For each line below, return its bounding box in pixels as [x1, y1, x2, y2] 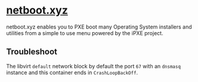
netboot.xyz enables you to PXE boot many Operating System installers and [6, 23, 192, 30]
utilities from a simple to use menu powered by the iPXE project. [6, 29, 163, 36]
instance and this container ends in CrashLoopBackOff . [6, 69, 138, 76]
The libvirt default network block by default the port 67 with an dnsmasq [6, 62, 181, 70]
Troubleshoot [6, 47, 58, 57]
